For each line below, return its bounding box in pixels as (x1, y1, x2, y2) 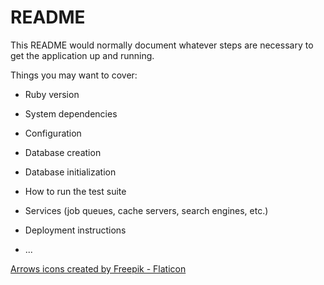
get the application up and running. (10, 49, 155, 61)
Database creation (24, 146, 102, 158)
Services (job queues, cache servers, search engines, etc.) (24, 204, 269, 216)
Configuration (24, 127, 82, 139)
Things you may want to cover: (10, 69, 138, 81)
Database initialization (24, 166, 117, 178)
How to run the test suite (24, 185, 127, 197)
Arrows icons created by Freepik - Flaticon (10, 262, 187, 275)
